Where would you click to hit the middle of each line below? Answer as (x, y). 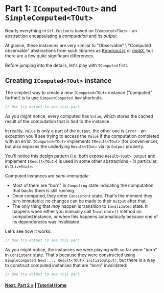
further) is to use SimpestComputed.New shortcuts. (54, 98)
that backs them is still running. (44, 190)
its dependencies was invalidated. (46, 221)
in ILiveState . (19, 166)
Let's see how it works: (28, 231)
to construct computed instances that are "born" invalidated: (66, 265)
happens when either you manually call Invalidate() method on (77, 211)
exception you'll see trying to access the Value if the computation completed (82, 136)
